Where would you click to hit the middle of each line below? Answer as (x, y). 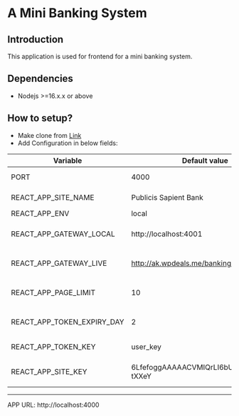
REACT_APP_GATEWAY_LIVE (59, 263)
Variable (68, 160)
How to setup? (40, 118)
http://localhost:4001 (167, 234)
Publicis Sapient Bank (168, 197)
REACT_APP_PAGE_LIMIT (53, 292)
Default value (205, 160)
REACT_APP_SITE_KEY (49, 371)
